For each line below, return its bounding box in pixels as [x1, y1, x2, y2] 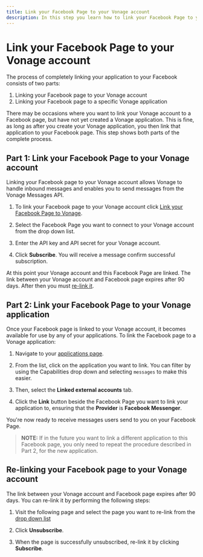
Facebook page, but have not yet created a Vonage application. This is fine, [6, 116, 195, 124]
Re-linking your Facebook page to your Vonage [6, 464, 187, 475]
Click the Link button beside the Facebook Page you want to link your [14, 398, 188, 406]
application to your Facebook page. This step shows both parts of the [6, 129, 180, 136]
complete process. [6, 136, 53, 143]
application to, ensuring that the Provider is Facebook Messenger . [14, 404, 182, 412]
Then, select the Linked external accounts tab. [14, 386, 133, 394]
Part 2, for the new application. [21, 447, 98, 455]
